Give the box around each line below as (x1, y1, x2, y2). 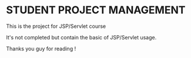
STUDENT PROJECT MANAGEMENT (6, 3, 186, 17)
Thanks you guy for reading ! (6, 45, 76, 52)
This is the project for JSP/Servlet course (6, 23, 106, 30)
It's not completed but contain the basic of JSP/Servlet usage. (6, 34, 157, 41)
